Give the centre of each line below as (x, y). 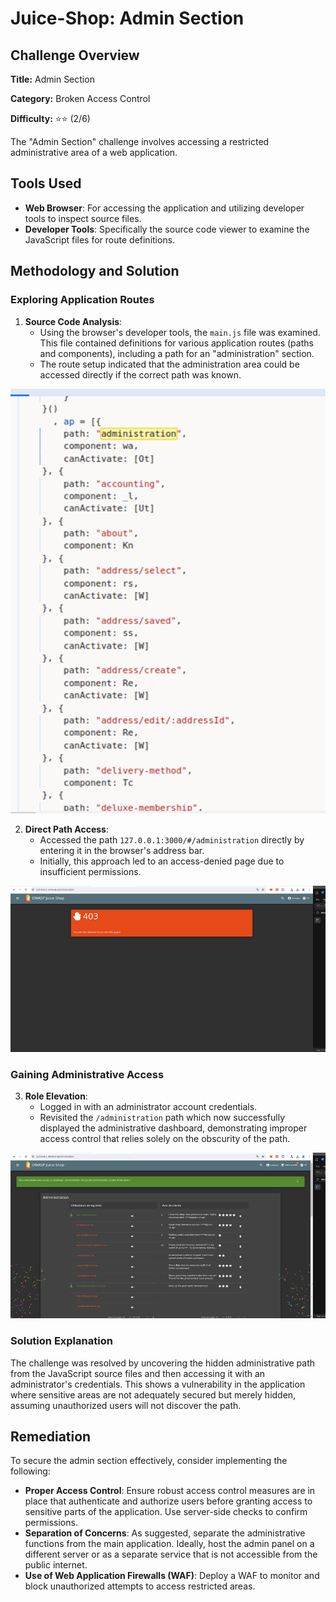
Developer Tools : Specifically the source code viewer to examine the (167, 229)
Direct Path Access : (66, 829)
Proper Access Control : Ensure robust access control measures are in (170, 1491)
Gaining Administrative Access (87, 1074)
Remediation (51, 1436)
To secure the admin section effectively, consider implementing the (149, 1461)
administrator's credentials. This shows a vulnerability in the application (158, 1384)
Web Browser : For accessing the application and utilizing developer (164, 208)
